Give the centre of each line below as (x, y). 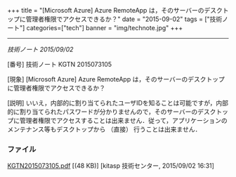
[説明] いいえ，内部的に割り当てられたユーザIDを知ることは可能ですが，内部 (118, 103)
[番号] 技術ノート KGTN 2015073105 (60, 64)
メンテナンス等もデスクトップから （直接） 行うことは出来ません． (104, 129)
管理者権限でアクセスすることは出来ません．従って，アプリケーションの (123, 120)
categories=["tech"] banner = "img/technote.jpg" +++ (105, 28)
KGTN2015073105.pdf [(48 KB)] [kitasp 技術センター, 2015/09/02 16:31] (111, 166)
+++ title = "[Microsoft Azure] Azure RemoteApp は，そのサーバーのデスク (115, 10)
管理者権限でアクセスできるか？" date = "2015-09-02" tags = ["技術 (124, 19)
